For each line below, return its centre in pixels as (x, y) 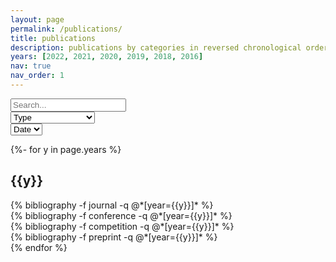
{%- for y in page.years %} (66, 149)
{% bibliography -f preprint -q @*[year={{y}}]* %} (114, 237)
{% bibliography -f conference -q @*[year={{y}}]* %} (121, 215)
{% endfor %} (39, 247)
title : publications (53, 38)
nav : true (31, 66)
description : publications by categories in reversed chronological (156, 47)
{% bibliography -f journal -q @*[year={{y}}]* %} (112, 205)
